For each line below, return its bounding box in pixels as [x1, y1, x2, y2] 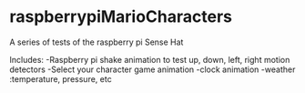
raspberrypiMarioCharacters [9, 6, 233, 27]
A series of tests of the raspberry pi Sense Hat [9, 36, 184, 47]
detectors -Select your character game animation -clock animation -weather [9, 64, 296, 75]
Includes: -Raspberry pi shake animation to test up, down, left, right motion [9, 54, 290, 65]
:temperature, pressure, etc [9, 73, 112, 84]
